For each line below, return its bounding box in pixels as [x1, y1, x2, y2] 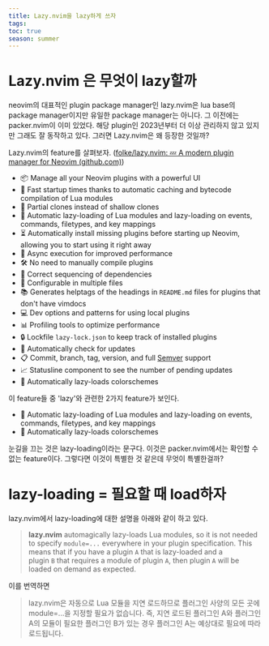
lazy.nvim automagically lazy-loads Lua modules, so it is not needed [28, 530, 258, 540]
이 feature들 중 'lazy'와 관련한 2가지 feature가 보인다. [8, 394, 180, 404]
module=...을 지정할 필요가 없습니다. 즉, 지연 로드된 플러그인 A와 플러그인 [28, 609, 262, 618]
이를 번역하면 [8, 581, 50, 591]
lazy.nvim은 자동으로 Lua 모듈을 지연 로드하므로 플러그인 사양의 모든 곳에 [28, 598, 261, 608]
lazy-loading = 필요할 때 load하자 [8, 486, 227, 503]
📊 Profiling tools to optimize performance [19, 320, 160, 330]
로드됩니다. [28, 629, 64, 639]
